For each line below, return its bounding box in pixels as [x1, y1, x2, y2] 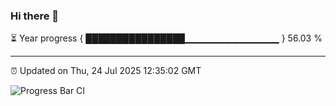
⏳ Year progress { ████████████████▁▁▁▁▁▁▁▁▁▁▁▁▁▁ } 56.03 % [10, 32, 323, 44]
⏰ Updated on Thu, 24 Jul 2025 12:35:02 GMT [10, 65, 202, 77]
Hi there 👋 [10, 9, 60, 23]
